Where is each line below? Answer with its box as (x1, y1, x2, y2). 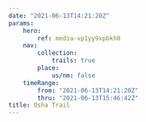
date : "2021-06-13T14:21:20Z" (8, 11, 111, 20)
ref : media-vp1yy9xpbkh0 (37, 34, 121, 43)
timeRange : (23, 79, 60, 87)
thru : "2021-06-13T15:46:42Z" (37, 94, 139, 102)
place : (37, 64, 60, 72)
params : (8, 19, 35, 27)
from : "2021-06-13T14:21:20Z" (37, 86, 139, 95)
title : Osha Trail (8, 101, 70, 109)
